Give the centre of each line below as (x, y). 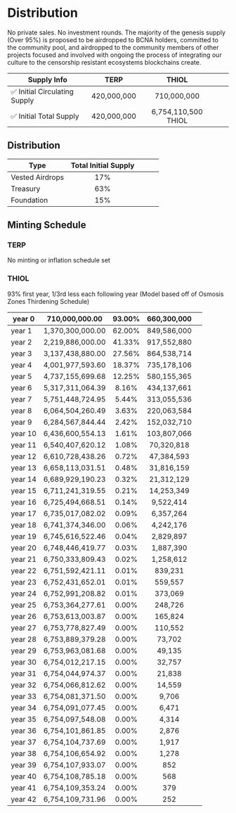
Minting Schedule (47, 225)
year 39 (24, 764)
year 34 (24, 708)
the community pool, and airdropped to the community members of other (113, 47)
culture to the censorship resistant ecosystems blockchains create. (104, 62)
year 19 (24, 536)
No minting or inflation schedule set (59, 260)
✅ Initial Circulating (42, 91)
